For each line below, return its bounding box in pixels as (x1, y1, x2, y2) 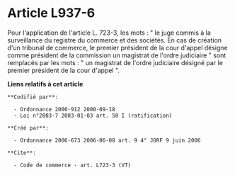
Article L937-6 (7, 5, 96, 21)
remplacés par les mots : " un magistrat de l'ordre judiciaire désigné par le (7, 58, 223, 67)
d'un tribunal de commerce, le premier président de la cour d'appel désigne (7, 43, 228, 52)
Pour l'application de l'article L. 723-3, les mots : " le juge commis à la (7, 28, 211, 37)
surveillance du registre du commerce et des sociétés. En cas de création (7, 35, 222, 44)
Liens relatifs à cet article (7, 79, 84, 88)
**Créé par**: (7, 124, 50, 132)
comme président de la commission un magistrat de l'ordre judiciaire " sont (7, 51, 227, 60)
